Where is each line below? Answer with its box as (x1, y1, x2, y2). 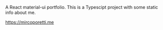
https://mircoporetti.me (5, 19, 54, 25)
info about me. (5, 9, 36, 15)
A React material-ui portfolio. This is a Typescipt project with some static (5, 4, 158, 10)
